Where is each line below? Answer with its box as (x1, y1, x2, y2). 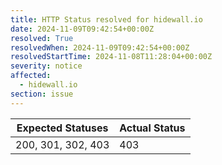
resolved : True (10, 33, 74, 43)
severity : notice (10, 61, 83, 71)
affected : (10, 71, 52, 81)
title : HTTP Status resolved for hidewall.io (10, 14, 203, 25)
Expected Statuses (16, 121, 109, 135)
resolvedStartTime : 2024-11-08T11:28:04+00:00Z (10, 52, 213, 62)
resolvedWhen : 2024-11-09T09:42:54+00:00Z (10, 42, 190, 53)
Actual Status (119, 121, 186, 135)
